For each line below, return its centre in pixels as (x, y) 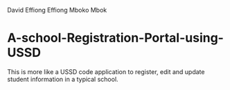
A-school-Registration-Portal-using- (115, 38)
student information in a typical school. (63, 79)
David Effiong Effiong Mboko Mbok (57, 10)
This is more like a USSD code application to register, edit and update (106, 71)
